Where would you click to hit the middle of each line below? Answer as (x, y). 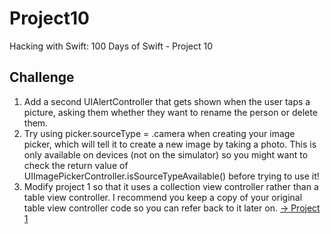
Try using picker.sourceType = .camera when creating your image (159, 133)
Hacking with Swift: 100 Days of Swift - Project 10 (111, 46)
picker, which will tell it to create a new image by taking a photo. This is (170, 144)
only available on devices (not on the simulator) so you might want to (166, 154)
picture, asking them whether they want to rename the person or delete (170, 112)
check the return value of (76, 165)
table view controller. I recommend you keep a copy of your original (163, 197)
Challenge (42, 77)
